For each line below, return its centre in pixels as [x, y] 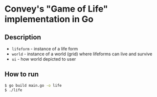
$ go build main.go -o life [33, 85]
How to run [22, 74]
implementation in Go [49, 19]
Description [23, 37]
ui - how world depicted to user [44, 59]
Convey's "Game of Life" [56, 9]
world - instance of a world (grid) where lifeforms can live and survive [82, 54]
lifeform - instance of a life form [45, 49]
